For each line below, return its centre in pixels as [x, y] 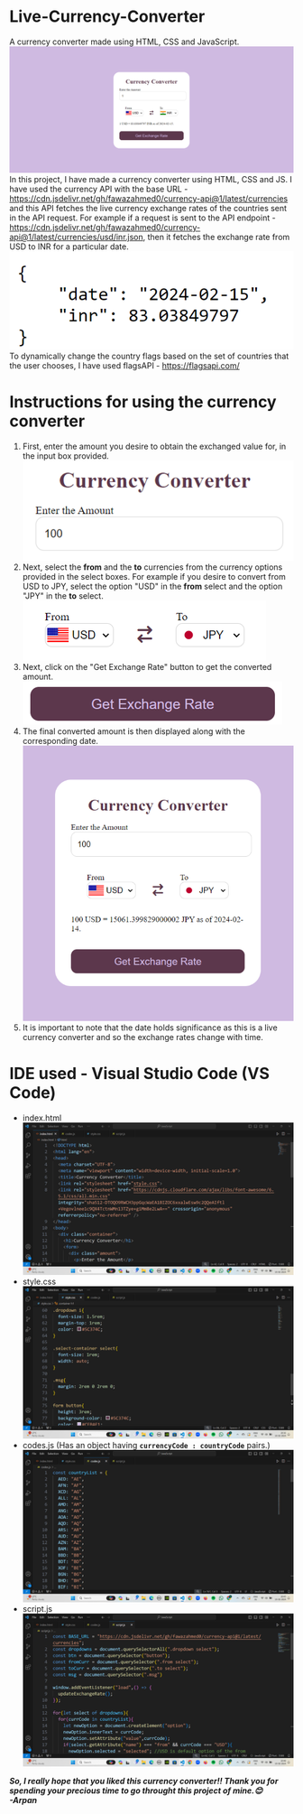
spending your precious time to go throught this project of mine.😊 [136, 1791]
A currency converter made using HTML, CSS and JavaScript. [124, 42]
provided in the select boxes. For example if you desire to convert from [154, 577]
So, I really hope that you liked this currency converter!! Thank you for [144, 1781]
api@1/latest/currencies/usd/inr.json [77, 237]
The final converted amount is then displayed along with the [133, 731]
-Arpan [23, 1800]
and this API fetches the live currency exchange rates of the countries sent [148, 209]
